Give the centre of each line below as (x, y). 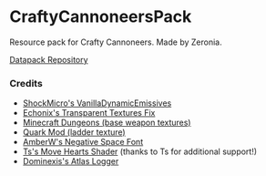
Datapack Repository (49, 59)
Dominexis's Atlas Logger (71, 161)
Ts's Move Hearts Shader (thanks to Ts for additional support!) (140, 151)
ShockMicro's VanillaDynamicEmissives (97, 103)
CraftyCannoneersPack (101, 17)
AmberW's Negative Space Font (83, 142)
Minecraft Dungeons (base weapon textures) (107, 123)
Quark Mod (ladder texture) (74, 132)
